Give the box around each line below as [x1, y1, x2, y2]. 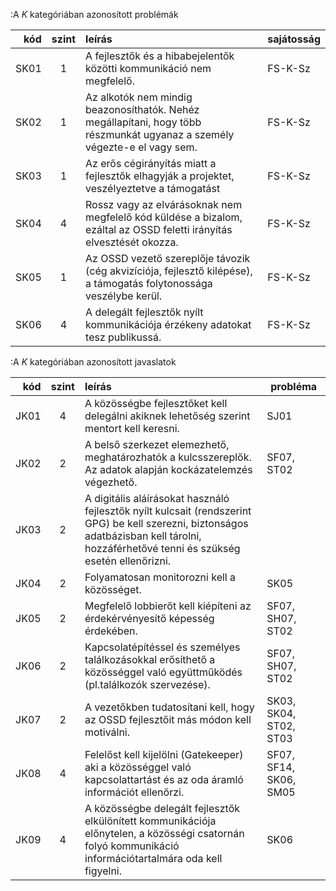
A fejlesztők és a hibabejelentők [85, 49, 235, 63]
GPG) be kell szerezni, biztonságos [84, 517, 249, 530]
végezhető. [84, 475, 138, 489]
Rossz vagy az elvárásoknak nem [85, 198, 243, 211]
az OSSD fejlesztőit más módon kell [84, 713, 252, 726]
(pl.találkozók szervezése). [84, 678, 211, 691]
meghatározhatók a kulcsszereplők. [84, 450, 252, 464]
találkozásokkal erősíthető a [84, 653, 216, 666]
